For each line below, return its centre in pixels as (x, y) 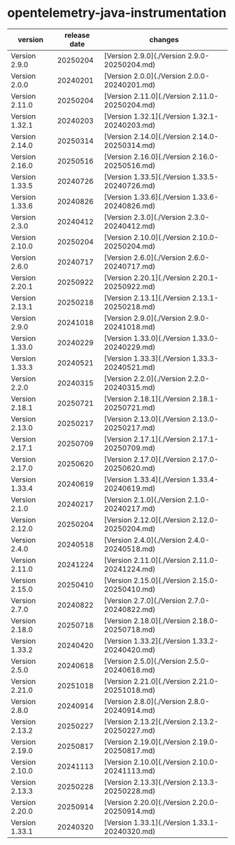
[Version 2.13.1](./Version (147, 298)
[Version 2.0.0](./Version (145, 76)
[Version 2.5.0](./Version (145, 661)
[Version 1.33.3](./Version (147, 358)
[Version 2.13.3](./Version (147, 782)
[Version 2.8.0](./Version (145, 701)
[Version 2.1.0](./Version (145, 500)
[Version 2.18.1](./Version (147, 399)
